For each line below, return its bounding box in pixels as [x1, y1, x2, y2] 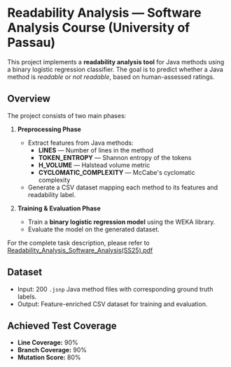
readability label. [27, 190, 76, 199]
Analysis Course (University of [7, 20, 190, 36]
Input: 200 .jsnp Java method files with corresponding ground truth [17, 285, 213, 293]
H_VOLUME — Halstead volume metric [38, 161, 150, 169]
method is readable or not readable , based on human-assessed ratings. [7, 72, 215, 81]
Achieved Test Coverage [7, 319, 117, 331]
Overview [7, 93, 51, 105]
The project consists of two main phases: [7, 111, 127, 120]
